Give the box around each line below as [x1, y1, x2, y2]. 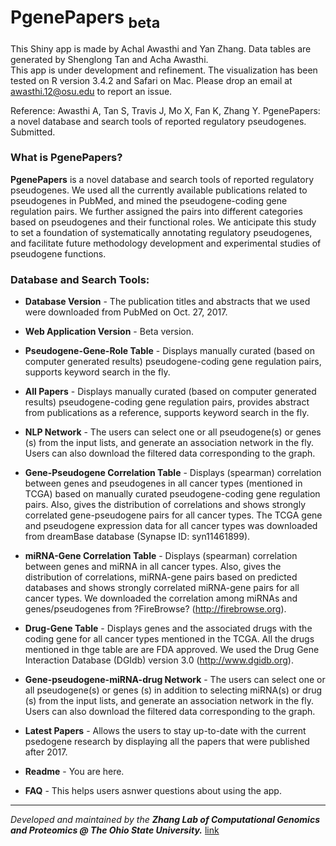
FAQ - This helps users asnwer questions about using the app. [24, 785, 282, 797]
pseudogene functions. [10, 247, 107, 260]
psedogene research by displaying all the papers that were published [24, 736, 310, 748]
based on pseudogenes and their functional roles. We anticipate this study [10, 216, 317, 228]
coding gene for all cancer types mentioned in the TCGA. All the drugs [24, 633, 315, 645]
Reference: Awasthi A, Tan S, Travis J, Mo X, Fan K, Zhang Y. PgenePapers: [10, 104, 321, 116]
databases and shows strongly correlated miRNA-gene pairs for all [24, 582, 300, 594]
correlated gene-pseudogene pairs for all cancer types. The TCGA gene [24, 509, 323, 521]
